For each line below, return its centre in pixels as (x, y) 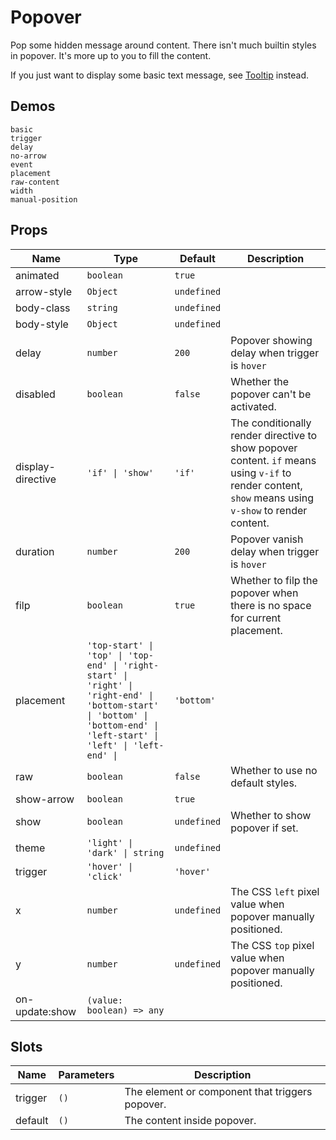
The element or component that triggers (218, 1092)
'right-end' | (120, 695)
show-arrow (45, 799)
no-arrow (28, 156)
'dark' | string (125, 852)
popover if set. (264, 828)
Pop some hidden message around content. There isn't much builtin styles (163, 45)
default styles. (264, 783)
